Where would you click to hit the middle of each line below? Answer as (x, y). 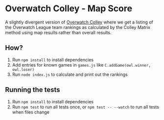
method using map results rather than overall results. (58, 32)
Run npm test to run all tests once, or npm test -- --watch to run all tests (85, 107)
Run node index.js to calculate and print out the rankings (70, 74)
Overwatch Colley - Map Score (69, 9)
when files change (31, 112)
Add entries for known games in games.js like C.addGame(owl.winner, (81, 65)
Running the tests (33, 90)
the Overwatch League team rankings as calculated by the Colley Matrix (78, 27)
